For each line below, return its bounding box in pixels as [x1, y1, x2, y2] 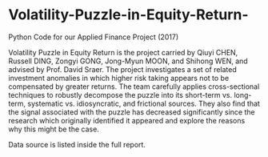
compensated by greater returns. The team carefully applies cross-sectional [8, 82, 260, 91]
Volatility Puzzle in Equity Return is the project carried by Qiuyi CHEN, [8, 47, 238, 57]
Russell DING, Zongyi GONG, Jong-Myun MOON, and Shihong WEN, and [8, 56, 248, 66]
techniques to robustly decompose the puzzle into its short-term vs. [8, 90, 233, 99]
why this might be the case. [8, 124, 100, 134]
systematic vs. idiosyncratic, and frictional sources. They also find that [27, 99, 260, 108]
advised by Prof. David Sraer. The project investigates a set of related [8, 64, 238, 74]
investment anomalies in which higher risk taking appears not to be [8, 73, 230, 83]
